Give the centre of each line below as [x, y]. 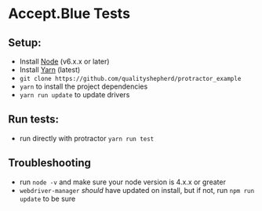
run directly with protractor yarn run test [87, 138]
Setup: [25, 43]
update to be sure [47, 198]
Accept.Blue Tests [69, 14]
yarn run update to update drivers [75, 95]
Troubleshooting [50, 163]
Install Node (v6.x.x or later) [64, 61]
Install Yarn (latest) [50, 70]
